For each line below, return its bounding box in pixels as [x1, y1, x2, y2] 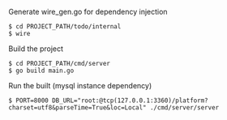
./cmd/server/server [149, 104, 220, 112]
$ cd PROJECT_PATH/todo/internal [8, 23, 122, 31]
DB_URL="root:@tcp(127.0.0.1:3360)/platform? [51, 96, 208, 105]
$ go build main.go [8, 66, 75, 75]
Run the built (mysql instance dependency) [8, 81, 152, 90]
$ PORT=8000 [8, 96, 49, 105]
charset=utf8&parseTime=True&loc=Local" [8, 104, 148, 112]
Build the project [8, 44, 63, 54]
